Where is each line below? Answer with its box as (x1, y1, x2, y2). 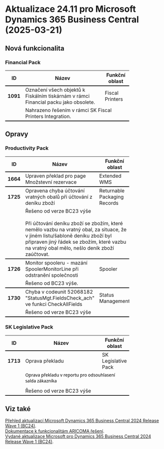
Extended (99, 172, 122, 179)
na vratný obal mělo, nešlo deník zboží (25, 244, 114, 251)
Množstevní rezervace (25, 179, 77, 186)
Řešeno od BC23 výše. (25, 280, 78, 287)
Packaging (99, 193, 124, 200)
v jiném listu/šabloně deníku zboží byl (25, 232, 112, 239)
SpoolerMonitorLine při (25, 265, 79, 272)
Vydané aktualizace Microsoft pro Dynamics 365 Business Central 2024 (5, 433, 151, 439)
